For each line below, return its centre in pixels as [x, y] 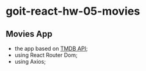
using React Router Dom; [46, 55]
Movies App [29, 34]
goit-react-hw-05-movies [73, 11]
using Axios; [30, 62]
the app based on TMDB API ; [51, 48]
